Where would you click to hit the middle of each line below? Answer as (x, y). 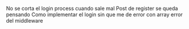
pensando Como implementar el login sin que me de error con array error (94, 14)
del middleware (25, 21)
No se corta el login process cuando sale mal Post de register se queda (92, 8)
